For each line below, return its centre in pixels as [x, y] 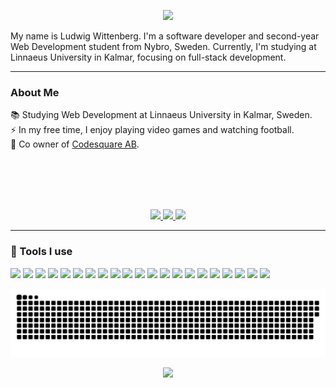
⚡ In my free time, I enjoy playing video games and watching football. [152, 130]
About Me [35, 92]
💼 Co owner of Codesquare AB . [75, 144]
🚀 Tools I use [41, 252]
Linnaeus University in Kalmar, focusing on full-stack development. [148, 57]
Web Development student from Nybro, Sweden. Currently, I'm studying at [163, 46]
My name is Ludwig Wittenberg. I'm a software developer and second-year [165, 36]
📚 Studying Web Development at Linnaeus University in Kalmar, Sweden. [161, 115]
